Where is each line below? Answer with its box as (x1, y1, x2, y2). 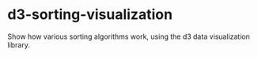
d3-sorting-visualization (7, 6, 173, 24)
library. (7, 40, 31, 49)
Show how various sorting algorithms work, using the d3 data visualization (7, 32, 250, 41)
